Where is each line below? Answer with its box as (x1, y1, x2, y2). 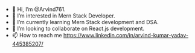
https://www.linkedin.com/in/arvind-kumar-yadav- (63, 32, 189, 39)
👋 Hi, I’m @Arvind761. (11, 6, 66, 13)
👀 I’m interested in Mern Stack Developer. (11, 12, 116, 19)
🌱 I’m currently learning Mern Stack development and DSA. (11, 19, 159, 25)
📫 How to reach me (11, 32, 62, 39)
